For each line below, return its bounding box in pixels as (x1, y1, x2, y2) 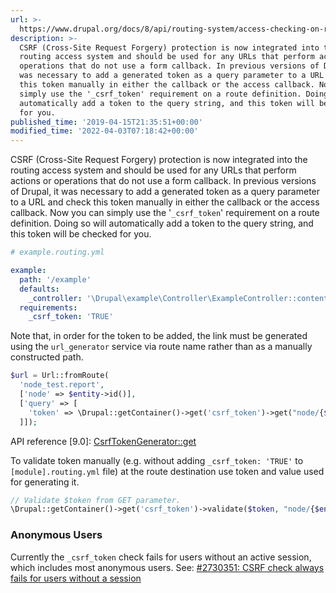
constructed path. (10, 351, 84, 363)
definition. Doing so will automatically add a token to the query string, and (10, 217, 314, 230)
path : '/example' (19, 274, 92, 285)
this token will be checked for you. (10, 228, 152, 240)
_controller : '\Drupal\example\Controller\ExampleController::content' (28, 293, 333, 303)
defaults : (19, 284, 60, 294)
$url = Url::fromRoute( (10, 371, 110, 381)
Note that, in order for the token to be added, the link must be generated (10, 330, 308, 342)
